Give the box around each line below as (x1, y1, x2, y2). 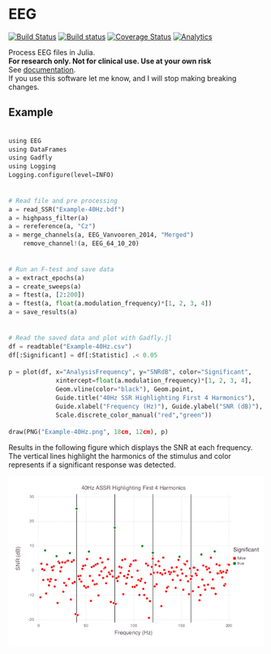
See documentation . (8, 64, 76, 74)
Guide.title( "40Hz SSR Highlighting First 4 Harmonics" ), (55, 393, 256, 402)
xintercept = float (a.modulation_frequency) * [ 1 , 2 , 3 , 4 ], (55, 377, 252, 385)
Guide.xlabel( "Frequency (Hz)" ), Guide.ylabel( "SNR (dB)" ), (55, 402, 264, 410)
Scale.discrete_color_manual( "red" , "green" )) (55, 411, 213, 419)
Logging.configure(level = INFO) (8, 171, 114, 180)
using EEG (8, 136, 42, 145)
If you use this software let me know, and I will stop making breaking (8, 73, 237, 83)
